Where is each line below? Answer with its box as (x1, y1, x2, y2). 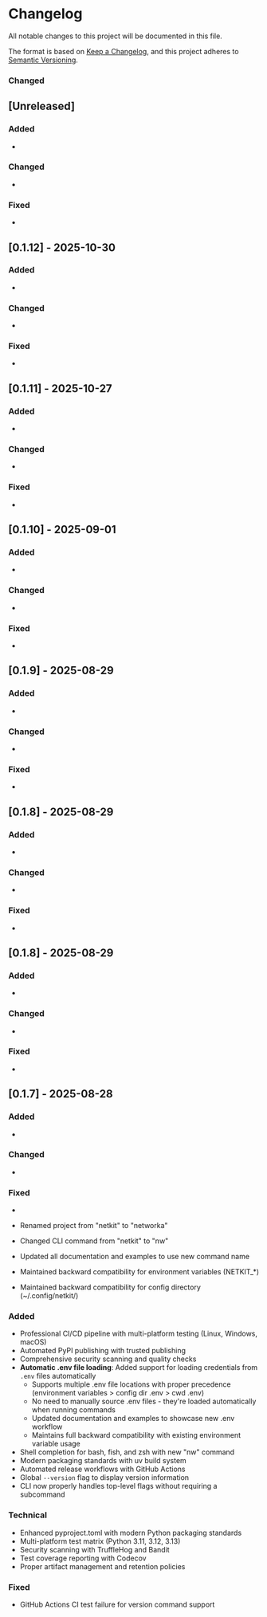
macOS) (19, 1337, 47, 1347)
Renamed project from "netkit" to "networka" (19, 1221, 169, 1230)
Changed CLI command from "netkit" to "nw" (19, 1236, 169, 1246)
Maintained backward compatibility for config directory (19, 1282, 202, 1292)
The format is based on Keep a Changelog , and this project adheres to (8, 46, 239, 56)
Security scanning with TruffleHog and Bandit (19, 1544, 170, 1554)
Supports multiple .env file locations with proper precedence (31, 1380, 231, 1389)
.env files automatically (19, 1372, 96, 1381)
